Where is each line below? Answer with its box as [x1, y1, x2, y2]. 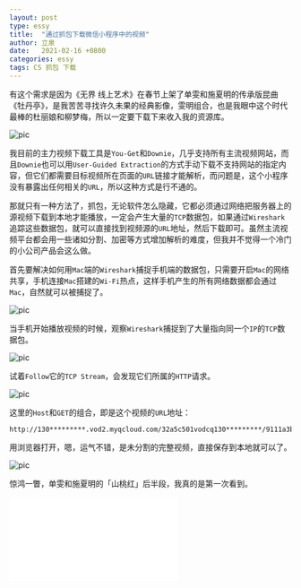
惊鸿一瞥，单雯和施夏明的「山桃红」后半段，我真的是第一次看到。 [9, 478, 253, 489]
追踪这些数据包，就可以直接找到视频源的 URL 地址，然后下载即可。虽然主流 [9, 222, 280, 233]
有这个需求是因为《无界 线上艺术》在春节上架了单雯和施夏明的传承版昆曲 [9, 89, 279, 99]
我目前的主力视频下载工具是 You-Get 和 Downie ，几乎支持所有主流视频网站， [9, 147, 282, 158]
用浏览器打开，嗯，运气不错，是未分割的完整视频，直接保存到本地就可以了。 [9, 441, 292, 453]
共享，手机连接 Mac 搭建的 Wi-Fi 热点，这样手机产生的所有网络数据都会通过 [9, 275, 278, 286]
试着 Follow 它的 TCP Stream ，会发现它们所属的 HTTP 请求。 [9, 370, 216, 381]
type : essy [9, 22, 50, 30]
